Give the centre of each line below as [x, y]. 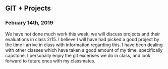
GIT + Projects [28, 8]
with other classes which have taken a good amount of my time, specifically [84, 50]
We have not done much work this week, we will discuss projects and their [83, 34]
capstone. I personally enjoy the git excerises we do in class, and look [78, 55]
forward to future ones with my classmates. [50, 61]
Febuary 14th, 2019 [29, 23]
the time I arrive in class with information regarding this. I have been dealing [84, 45]
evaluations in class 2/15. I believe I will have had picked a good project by [82, 39]
